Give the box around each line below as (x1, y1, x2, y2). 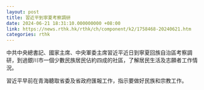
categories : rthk (6, 32, 50, 38)
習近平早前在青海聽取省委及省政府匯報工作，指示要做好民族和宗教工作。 (6, 77, 187, 85)
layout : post (6, 9, 39, 15)
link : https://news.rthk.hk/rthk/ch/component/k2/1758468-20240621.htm (6, 26, 191, 32)
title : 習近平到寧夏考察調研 (6, 15, 71, 21)
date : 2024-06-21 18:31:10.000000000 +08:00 (6, 20, 121, 26)
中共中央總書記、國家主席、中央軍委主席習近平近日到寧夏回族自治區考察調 (6, 49, 192, 57)
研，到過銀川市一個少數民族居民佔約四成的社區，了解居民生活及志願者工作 (6, 57, 192, 64)
